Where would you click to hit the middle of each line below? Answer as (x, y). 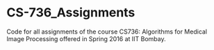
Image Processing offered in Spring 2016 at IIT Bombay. (86, 38)
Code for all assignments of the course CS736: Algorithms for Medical (107, 32)
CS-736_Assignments (71, 13)
